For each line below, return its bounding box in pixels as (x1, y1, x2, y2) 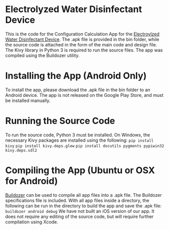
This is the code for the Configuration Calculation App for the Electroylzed (5, 31, 160, 37)
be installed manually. (5, 97, 51, 103)
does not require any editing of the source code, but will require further (5, 213, 154, 219)
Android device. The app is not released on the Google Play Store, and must (5, 92, 163, 98)
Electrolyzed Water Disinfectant (5, 4, 142, 15)
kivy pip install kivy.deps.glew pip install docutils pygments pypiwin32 (5, 143, 164, 148)
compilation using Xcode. (5, 218, 58, 225)
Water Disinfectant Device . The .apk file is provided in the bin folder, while (5, 36, 159, 42)
